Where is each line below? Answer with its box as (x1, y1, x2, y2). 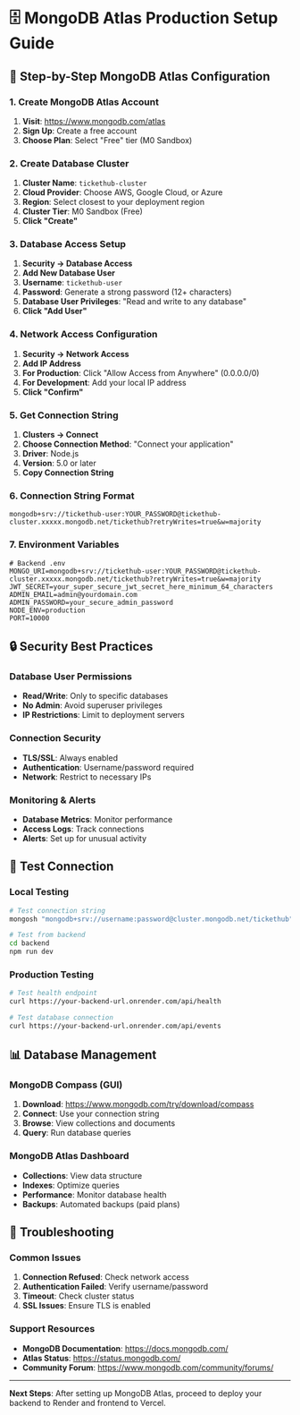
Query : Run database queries (21, 1128, 131, 1138)
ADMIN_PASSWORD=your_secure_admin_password (9, 598, 174, 607)
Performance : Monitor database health (21, 1189, 167, 1200)
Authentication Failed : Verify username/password (21, 1282, 209, 1292)
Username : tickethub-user (21, 277, 123, 288)
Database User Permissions (9, 669, 132, 682)
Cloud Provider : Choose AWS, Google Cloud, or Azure (21, 187, 223, 198)
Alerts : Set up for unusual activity (21, 832, 147, 843)
